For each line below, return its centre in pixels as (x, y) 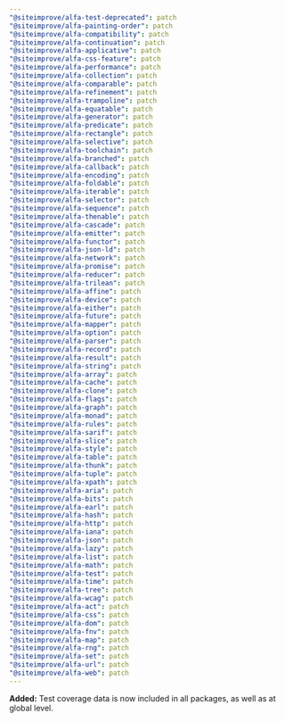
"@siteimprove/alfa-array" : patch (73, 374)
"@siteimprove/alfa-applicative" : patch (85, 51)
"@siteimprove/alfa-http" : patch (71, 524)
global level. (31, 708)
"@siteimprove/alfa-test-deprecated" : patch (93, 17)
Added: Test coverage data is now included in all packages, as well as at (142, 698)
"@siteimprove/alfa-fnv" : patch (69, 631)
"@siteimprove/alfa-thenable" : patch (79, 216)
